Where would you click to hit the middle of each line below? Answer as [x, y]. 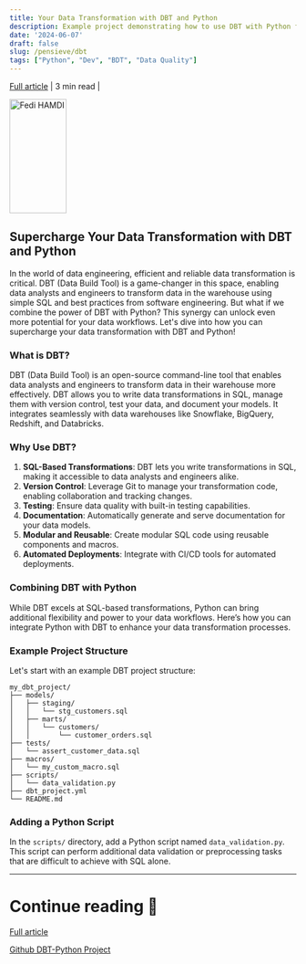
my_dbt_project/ [40, 687]
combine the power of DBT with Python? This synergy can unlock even [143, 312]
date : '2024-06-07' [46, 35]
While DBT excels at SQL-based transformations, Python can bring [134, 607]
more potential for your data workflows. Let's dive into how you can [136, 321]
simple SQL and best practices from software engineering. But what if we [147, 302]
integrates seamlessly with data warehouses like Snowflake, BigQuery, [142, 414]
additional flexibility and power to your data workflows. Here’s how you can [150, 617]
